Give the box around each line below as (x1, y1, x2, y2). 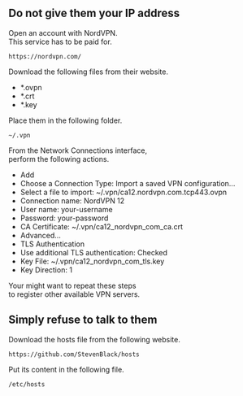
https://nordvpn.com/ (8, 52, 82, 60)
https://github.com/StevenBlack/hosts (8, 350, 140, 359)
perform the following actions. (8, 154, 110, 163)
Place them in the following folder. (8, 115, 123, 125)
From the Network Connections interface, (8, 146, 148, 155)
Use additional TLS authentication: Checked (20, 247, 168, 257)
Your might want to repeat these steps (8, 281, 137, 290)
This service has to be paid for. (8, 37, 112, 46)
